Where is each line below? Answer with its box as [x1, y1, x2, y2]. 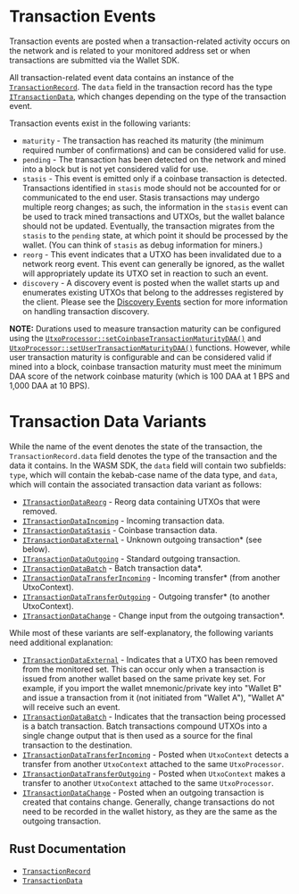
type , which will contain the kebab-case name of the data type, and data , [9, 469, 278, 480]
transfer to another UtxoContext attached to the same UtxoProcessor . [21, 777, 274, 788]
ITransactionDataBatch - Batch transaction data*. [21, 563, 203, 573]
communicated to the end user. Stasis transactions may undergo [21, 192, 261, 203]
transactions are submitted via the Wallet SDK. [9, 54, 180, 65]
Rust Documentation [9, 841, 127, 856]
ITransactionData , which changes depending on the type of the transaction [9, 91, 287, 102]
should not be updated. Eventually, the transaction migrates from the [21, 221, 275, 231]
